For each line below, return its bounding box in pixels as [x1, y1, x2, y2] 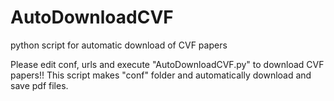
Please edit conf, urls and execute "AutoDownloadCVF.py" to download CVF [10, 58, 325, 70]
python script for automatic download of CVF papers [10, 39, 228, 51]
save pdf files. [10, 79, 69, 91]
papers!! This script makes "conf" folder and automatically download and [10, 69, 312, 81]
